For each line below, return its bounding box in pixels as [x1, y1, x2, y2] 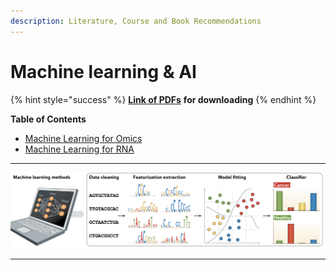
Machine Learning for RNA [24, 143, 135, 155]
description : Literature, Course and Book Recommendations [10, 16, 262, 26]
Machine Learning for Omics [24, 132, 143, 144]
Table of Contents [10, 113, 87, 125]
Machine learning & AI [10, 60, 197, 83]
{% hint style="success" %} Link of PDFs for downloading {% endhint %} [10, 93, 317, 105]
